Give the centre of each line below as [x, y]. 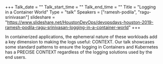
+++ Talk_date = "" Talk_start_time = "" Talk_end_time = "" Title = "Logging [81, 7]
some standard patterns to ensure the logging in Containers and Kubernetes [82, 47]
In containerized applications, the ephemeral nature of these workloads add [81, 37]
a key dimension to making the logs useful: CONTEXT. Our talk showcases [80, 42]
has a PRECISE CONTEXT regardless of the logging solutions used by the [79, 52]
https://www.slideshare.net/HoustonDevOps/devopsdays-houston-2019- [80, 22]
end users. [16, 57]
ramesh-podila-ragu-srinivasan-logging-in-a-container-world [67, 27]
